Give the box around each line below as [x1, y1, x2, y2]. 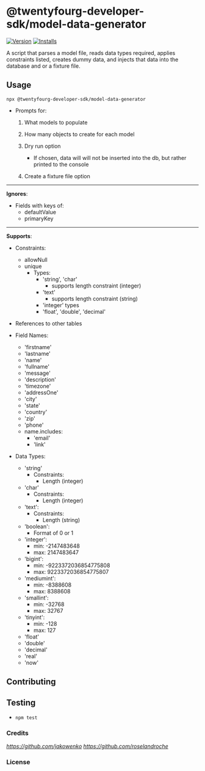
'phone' [24, 421, 44, 429]
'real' [24, 652, 38, 660]
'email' [33, 434, 51, 441]
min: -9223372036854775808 [33, 562, 110, 569]
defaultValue [24, 208, 57, 215]
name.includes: [24, 427, 63, 435]
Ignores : [6, 190, 28, 197]
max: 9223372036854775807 [33, 568, 109, 575]
